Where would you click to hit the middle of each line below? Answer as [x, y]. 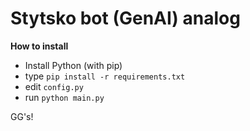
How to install [39, 46]
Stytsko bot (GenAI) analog [125, 18]
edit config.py [54, 86]
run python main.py [64, 97]
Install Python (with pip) [73, 65]
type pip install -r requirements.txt [105, 76]
